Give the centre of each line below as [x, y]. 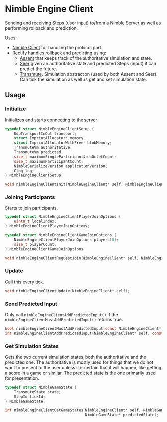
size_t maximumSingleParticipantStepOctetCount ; [65, 157]
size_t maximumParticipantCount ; [49, 161]
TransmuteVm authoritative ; [43, 148]
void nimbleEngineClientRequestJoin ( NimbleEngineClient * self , [72, 258]
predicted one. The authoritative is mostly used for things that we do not [79, 362]
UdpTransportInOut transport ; [45, 134]
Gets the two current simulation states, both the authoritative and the [76, 357]
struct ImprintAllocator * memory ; [50, 138]
